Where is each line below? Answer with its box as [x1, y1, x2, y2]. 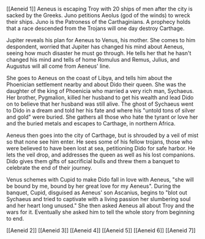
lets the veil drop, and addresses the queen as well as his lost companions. [6, 151, 195, 158]
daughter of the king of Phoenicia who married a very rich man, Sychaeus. [6, 87, 194, 94]
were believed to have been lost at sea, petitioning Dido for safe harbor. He [6, 145, 196, 152]
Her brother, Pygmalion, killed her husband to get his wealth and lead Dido [6, 94, 194, 101]
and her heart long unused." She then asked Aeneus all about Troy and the [6, 202, 195, 209]
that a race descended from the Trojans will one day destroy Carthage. [6, 24, 185, 32]
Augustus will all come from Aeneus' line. [6, 62, 111, 70]
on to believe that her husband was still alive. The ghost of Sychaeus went [6, 100, 194, 108]
